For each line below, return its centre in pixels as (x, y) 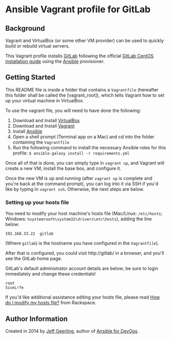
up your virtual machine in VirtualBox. (45, 100)
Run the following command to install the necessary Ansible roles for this (89, 147)
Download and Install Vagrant (44, 126)
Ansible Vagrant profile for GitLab (78, 9)
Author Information (36, 319)
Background (25, 28)
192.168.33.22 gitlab (29, 234)
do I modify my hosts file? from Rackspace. (51, 303)
